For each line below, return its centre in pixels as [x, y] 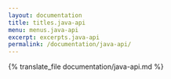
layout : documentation [45, 15]
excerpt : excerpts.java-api [54, 37]
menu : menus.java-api [44, 30]
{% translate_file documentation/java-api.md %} [86, 66]
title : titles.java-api [47, 23]
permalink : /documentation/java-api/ [70, 45]
